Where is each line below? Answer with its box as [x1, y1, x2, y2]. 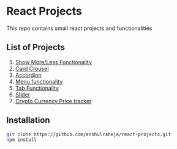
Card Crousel [15, 65, 49, 72]
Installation [6, 115, 50, 126]
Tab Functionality [15, 84, 59, 92]
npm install [6, 137, 37, 143]
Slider [15, 90, 31, 98]
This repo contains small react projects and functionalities [6, 24, 153, 32]
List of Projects [6, 42, 66, 53]
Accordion [15, 71, 42, 79]
